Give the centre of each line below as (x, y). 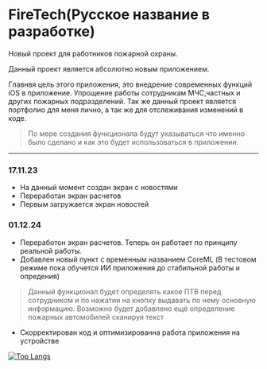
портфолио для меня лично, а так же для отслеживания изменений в (126, 110)
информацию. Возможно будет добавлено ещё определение (131, 309)
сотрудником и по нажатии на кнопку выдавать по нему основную (142, 300)
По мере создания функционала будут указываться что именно (136, 134)
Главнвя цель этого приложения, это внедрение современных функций (130, 84)
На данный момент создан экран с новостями (99, 188)
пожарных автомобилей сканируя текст (96, 317)
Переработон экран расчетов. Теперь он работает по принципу (128, 242)
